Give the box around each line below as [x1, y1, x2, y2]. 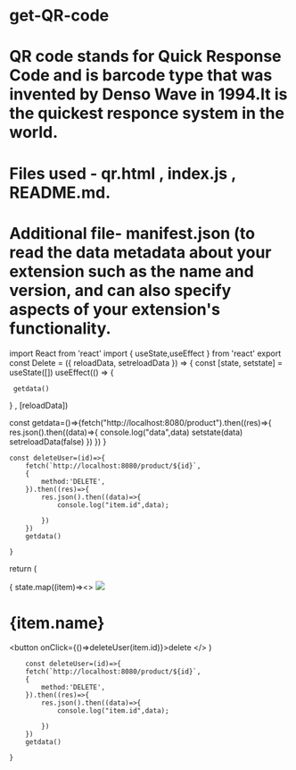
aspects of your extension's [9, 299, 221, 319]
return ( [9, 563, 37, 573]
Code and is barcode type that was [9, 65, 273, 86]
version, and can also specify [9, 280, 232, 300]
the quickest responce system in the [9, 104, 285, 123]
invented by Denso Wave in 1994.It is [9, 84, 288, 105]
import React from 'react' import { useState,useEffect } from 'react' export [9, 348, 282, 359]
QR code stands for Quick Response [9, 47, 282, 67]
